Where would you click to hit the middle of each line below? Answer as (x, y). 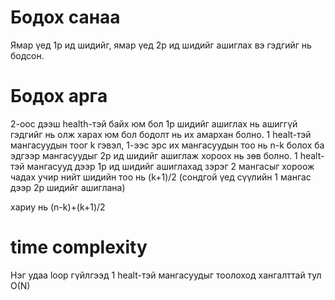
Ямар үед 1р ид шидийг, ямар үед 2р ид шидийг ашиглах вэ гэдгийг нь (161, 45)
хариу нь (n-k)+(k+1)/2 (58, 207)
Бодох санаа (65, 17)
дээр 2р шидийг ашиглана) (68, 187)
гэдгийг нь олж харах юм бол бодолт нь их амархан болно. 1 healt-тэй (161, 134)
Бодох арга (59, 96)
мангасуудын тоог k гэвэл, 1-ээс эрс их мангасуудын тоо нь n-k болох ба (167, 145)
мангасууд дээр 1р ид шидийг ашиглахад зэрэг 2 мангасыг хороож (170, 166)
